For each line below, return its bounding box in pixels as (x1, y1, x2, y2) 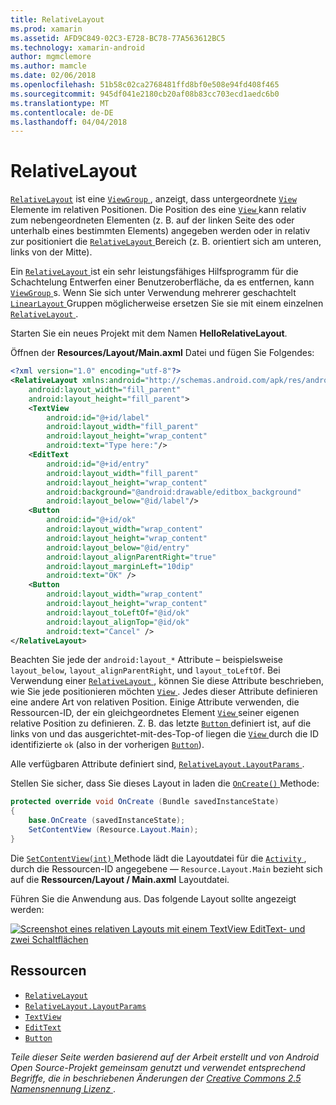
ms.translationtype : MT (10, 98, 110, 108)
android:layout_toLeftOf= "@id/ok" (46, 607, 190, 618)
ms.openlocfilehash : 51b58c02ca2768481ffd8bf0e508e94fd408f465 (10, 80, 280, 90)
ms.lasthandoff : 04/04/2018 (10, 117, 128, 127)
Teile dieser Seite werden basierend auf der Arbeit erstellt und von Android (10, 1051, 320, 1063)
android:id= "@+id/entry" (46, 459, 150, 469)
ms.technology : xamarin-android (10, 42, 145, 53)
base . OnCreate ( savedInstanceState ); (28, 816, 186, 826)
